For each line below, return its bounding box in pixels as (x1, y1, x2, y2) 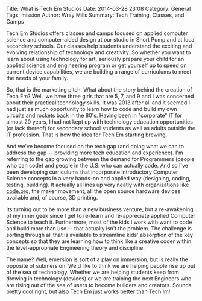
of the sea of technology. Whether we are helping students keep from (6, 268, 180, 276)
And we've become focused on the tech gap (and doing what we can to (6, 143, 185, 150)
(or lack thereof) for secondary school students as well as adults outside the (6, 125, 196, 131)
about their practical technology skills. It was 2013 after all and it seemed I (6, 99, 191, 106)
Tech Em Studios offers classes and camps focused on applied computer (6, 30, 188, 37)
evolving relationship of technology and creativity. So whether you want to (6, 49, 191, 56)
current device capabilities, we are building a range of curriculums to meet (6, 68, 192, 75)
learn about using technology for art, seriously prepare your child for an (6, 55, 185, 62)
